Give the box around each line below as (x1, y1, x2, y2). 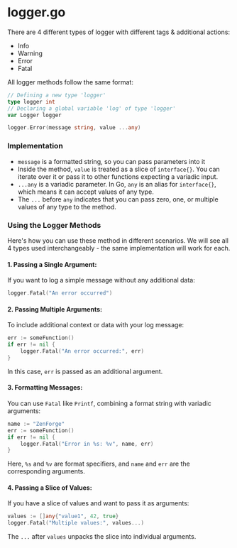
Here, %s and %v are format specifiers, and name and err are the (7, 459, 190, 468)
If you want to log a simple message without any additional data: (7, 276, 195, 285)
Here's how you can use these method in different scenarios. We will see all (7, 236, 229, 245)
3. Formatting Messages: (7, 383, 83, 392)
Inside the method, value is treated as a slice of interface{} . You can (17, 165, 220, 173)
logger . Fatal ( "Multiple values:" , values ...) (7, 520, 144, 527)
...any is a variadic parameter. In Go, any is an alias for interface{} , (17, 180, 216, 188)
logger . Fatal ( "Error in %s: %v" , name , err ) (20, 440, 154, 447)
